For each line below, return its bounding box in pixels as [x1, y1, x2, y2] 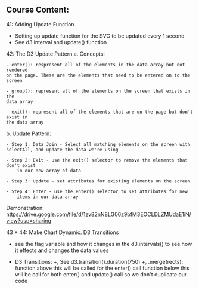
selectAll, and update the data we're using [6, 147, 119, 153]
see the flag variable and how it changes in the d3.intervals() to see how [14, 240, 192, 247]
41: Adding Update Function [6, 20, 74, 28]
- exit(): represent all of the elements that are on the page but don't [6, 109, 194, 115]
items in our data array [17, 194, 79, 200]
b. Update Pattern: [6, 130, 52, 137]
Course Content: [6, 5, 70, 15]
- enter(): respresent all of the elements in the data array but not [6, 62, 185, 68]
